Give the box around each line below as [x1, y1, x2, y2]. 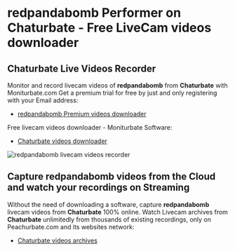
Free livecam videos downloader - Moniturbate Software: [7, 123, 173, 131]
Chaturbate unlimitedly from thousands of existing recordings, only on [7, 215, 212, 224]
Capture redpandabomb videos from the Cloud [7, 170, 216, 183]
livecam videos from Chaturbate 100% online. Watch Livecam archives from [7, 208, 228, 216]
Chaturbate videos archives [17, 236, 98, 245]
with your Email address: [7, 96, 79, 104]
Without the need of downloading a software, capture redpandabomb [7, 200, 210, 208]
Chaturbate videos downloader [17, 137, 107, 145]
